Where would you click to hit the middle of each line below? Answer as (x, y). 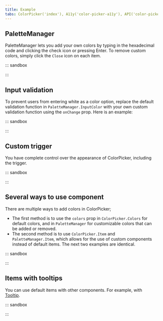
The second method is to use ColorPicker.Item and (64, 233)
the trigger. (16, 163)
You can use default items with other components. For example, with (73, 290)
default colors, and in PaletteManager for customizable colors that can (82, 223)
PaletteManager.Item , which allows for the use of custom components (82, 239)
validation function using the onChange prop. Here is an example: (69, 112)
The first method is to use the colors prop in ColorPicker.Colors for (80, 218)
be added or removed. (34, 229)
